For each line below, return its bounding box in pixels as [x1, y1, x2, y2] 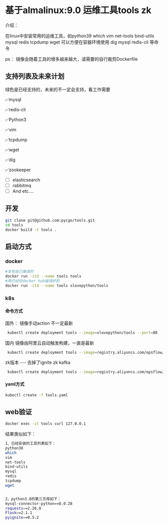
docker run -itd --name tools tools [5, 274, 81, 279]
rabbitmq [12, 182, 31, 188]
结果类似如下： [5, 431, 36, 437]
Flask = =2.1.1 [5, 510, 32, 515]
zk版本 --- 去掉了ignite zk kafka [5, 359, 71, 365]
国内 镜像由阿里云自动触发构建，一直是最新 [5, 340, 94, 346]
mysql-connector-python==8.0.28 [5, 501, 72, 506]
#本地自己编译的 [5, 269, 34, 274]
